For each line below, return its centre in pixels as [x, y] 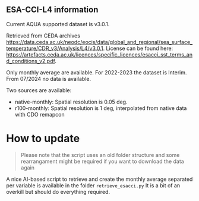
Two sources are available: [39, 90]
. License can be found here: [138, 48]
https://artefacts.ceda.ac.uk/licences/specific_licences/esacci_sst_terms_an [99, 54]
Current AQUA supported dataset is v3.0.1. [58, 24]
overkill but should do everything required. [58, 191]
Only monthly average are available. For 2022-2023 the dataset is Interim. [97, 72]
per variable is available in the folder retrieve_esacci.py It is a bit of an [93, 185]
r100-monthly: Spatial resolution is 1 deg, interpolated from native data [101, 108]
